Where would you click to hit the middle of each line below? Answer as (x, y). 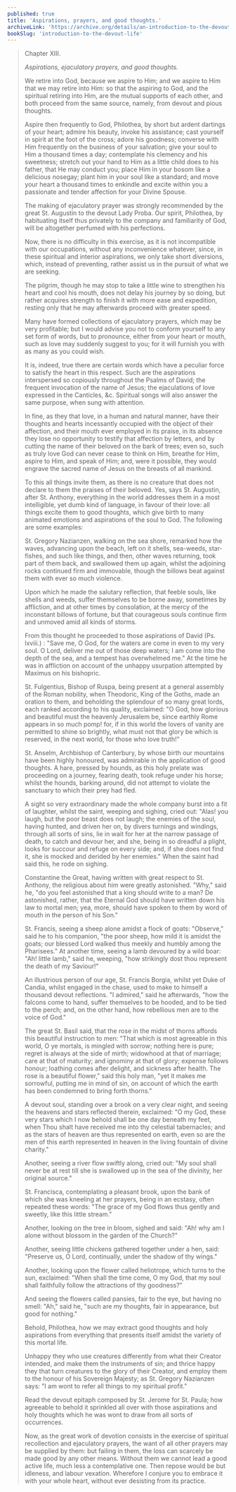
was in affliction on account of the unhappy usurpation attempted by (124, 666)
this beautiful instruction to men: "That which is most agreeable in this (126, 1039)
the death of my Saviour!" (62, 966)
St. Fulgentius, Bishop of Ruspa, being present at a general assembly (124, 687)
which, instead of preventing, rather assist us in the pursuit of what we (126, 264)
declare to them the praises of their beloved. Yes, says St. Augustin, (123, 490)
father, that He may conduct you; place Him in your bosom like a (117, 169)
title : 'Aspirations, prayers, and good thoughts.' (84, 20)
